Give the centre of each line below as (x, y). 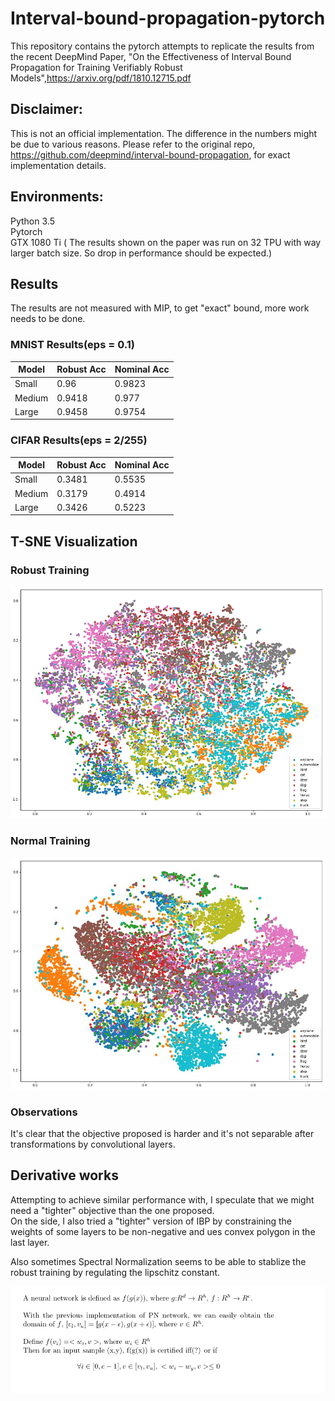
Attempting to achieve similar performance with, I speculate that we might (162, 1199)
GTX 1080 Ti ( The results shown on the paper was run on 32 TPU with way (166, 242)
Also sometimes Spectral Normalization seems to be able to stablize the (158, 1261)
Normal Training (50, 841)
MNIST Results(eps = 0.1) (72, 345)
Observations (44, 1112)
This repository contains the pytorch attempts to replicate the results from (162, 46)
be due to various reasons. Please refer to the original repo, (133, 144)
